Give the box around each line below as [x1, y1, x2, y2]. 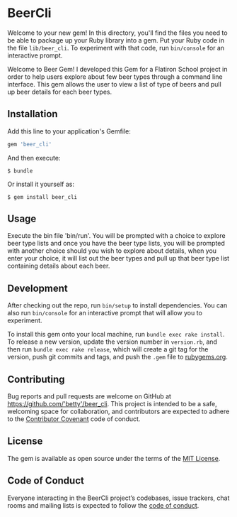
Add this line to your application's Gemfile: [7, 126, 131, 136]
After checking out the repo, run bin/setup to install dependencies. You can [7, 301, 228, 310]
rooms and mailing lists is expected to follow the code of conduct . [7, 501, 200, 509]
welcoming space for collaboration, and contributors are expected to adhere [7, 407, 230, 416]
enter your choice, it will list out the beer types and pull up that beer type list [7, 254, 230, 263]
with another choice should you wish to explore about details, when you [7, 246, 217, 255]
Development [7, 282, 69, 294]
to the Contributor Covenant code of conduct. [7, 415, 141, 423]
